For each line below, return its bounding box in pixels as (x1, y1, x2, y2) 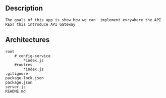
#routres (14, 62, 33, 67)
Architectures (5, 35, 50, 44)
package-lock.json (5, 75, 44, 80)
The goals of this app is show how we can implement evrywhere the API (5, 17, 161, 22)
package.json (5, 80, 33, 85)
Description (5, 4, 43, 13)
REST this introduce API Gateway (5, 22, 76, 27)
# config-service (14, 53, 51, 59)
